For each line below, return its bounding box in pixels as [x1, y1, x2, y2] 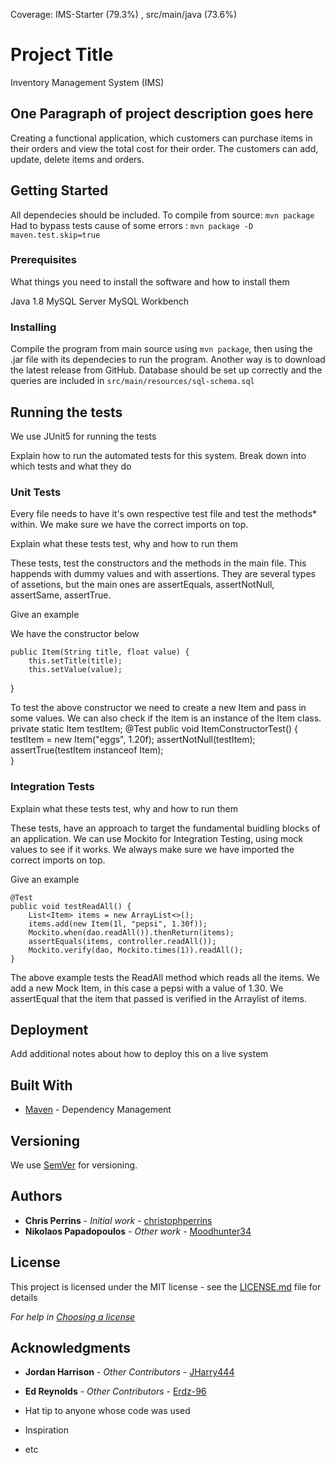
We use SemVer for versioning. [10, 1159, 138, 1171]
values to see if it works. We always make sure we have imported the [10, 843, 295, 855]
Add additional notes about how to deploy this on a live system [10, 1048, 269, 1060]
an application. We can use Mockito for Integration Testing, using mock [10, 832, 304, 844]
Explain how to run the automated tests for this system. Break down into [10, 449, 307, 461]
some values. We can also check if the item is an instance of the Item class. [10, 712, 322, 724]
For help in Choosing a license [10, 1310, 136, 1323]
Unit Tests [10, 485, 62, 499]
